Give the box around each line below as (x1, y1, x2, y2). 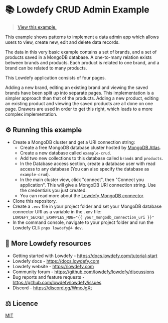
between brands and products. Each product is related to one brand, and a (5, 59, 159, 65)
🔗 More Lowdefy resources (5, 239, 91, 248)
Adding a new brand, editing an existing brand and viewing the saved (5, 84, 148, 91)
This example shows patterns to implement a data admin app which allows (5, 34, 159, 40)
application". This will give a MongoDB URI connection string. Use (20, 182, 156, 188)
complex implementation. (5, 111, 58, 117)
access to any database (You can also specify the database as (20, 166, 149, 172)
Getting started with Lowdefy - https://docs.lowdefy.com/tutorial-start (12, 253, 157, 259)
